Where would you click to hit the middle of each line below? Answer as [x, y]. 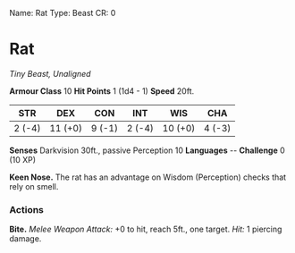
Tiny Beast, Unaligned [50, 73]
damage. [25, 239]
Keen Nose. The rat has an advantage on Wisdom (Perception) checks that [148, 177]
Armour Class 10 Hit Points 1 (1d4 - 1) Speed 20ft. [102, 91]
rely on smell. [34, 186]
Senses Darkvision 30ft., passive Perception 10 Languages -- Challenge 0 [147, 150]
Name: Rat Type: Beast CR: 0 [63, 13]
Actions [27, 209]
